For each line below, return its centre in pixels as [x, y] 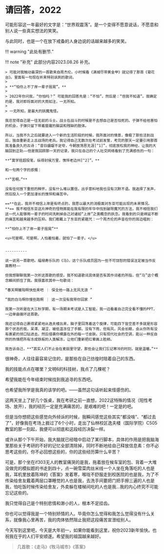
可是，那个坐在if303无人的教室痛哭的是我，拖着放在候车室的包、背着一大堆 [81, 462]
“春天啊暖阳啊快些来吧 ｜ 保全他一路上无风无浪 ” [49, 290]
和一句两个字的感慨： [23, 170]
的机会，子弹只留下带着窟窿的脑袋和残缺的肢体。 [47, 126]
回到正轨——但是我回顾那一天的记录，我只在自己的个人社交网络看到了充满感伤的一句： [82, 151]
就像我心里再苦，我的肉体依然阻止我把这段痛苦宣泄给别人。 [73, 520]
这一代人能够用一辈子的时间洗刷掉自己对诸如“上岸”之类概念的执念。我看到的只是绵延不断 [82, 214]
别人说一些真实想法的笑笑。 [33, 30]
